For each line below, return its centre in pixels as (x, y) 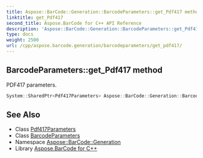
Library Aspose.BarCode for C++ (56, 148)
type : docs (20, 35)
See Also (23, 115)
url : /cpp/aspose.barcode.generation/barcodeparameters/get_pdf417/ (94, 46)
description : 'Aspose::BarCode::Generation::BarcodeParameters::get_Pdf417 (104, 29)
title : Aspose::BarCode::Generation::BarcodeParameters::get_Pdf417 (94, 12)
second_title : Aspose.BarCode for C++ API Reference (74, 23)
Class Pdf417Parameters (45, 129)
